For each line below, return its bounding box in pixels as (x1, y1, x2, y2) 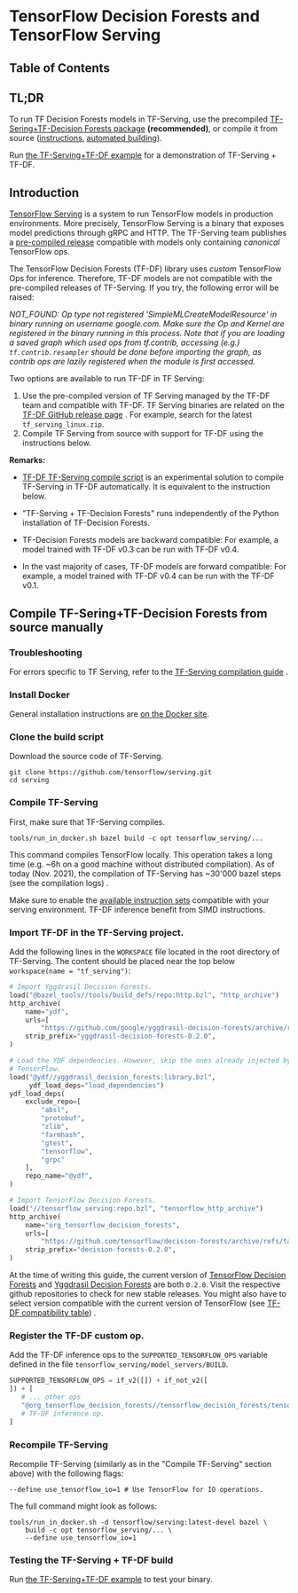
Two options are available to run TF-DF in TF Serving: (9, 373, 205, 384)
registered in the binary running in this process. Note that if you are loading (9, 328, 286, 339)
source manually (9, 619, 104, 635)
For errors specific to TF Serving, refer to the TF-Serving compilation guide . (9, 666, 288, 677)
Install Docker (9, 688, 71, 701)
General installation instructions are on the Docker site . (9, 709, 210, 719)
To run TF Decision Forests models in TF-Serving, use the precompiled (9, 114, 269, 125)
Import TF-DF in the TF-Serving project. (9, 926, 184, 938)
